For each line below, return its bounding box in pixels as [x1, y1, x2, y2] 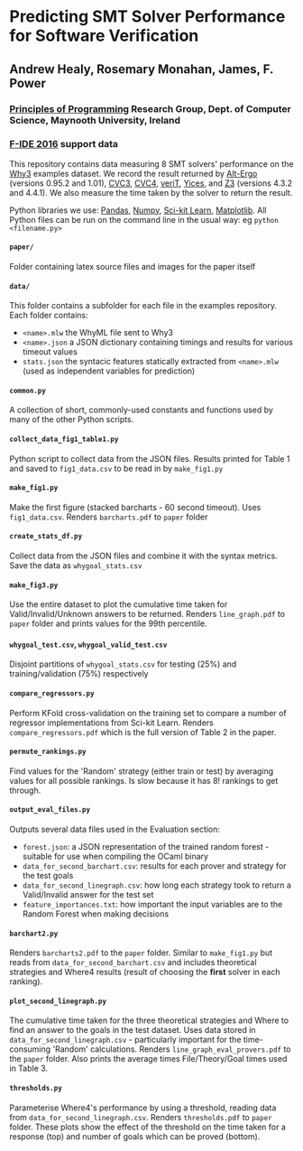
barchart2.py [9, 929, 59, 938]
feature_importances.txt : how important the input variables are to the [22, 899, 283, 910]
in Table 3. [9, 1063, 48, 1074]
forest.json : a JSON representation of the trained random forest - [22, 842, 270, 852]
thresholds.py [9, 1084, 63, 1093]
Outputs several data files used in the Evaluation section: [9, 824, 221, 835]
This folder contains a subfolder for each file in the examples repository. [9, 300, 278, 311]
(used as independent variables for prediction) [22, 365, 196, 376]
